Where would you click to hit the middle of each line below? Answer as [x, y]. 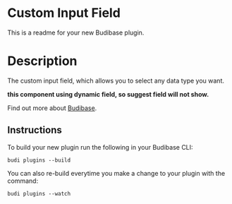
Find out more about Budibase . [52, 108]
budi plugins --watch [39, 193]
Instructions [35, 130]
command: [23, 181]
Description [42, 61]
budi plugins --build [39, 160]
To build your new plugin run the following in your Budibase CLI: [100, 147]
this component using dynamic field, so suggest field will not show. [108, 94]
